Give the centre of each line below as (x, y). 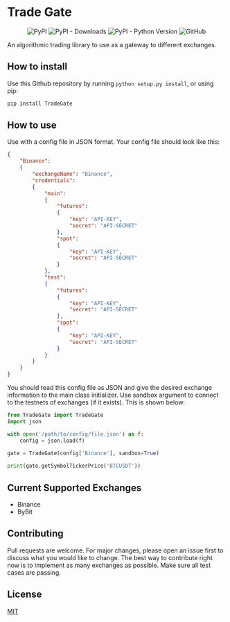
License (25, 595)
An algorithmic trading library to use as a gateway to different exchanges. (112, 44)
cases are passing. (34, 572)
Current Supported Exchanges (74, 488)
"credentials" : (54, 180)
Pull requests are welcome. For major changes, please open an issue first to (115, 550)
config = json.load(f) (52, 441)
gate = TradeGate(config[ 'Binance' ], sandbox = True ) (83, 453)
